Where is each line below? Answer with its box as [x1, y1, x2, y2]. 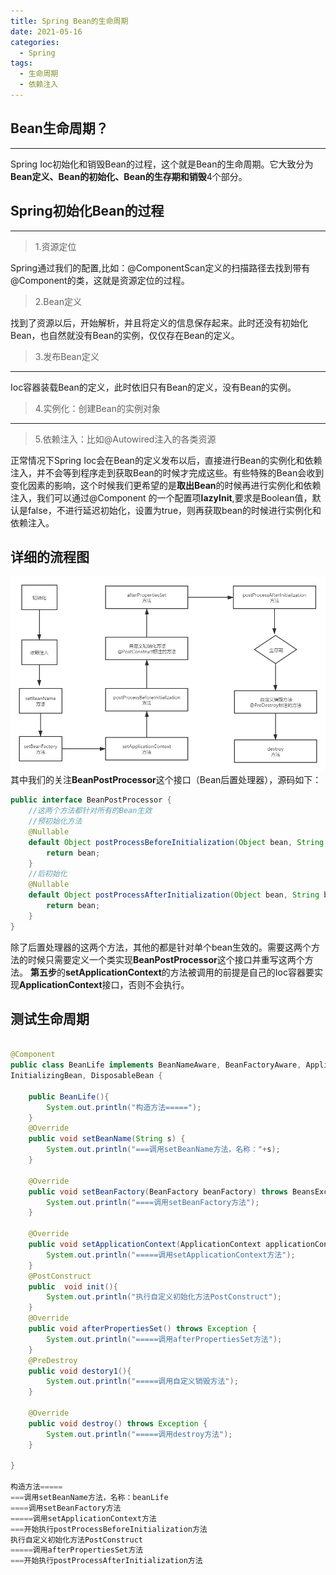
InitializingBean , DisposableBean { [10, 1071, 163, 1081]
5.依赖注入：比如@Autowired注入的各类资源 [34, 433, 217, 445]
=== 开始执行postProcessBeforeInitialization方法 [10, 1524, 208, 1534]
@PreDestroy [28, 1355, 78, 1365]
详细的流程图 [10, 548, 90, 565]
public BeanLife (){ [28, 1091, 110, 1102]
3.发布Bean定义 [34, 350, 100, 362]
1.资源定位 [34, 240, 77, 252]
